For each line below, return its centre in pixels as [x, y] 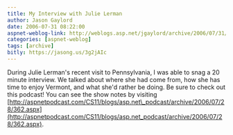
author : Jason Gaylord [40, 20]
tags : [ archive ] [31, 46]
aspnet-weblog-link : [37, 33]
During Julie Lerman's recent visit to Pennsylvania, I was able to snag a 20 [113, 72]
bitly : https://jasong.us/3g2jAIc [57, 53]
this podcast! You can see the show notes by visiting [82, 94]
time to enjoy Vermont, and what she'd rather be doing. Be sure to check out [116, 87]
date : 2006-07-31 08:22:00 [46, 26]
